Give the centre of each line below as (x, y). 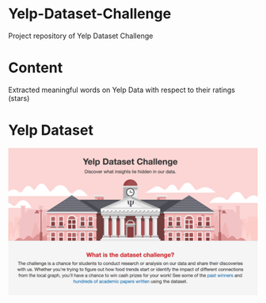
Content (36, 68)
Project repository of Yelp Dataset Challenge (81, 36)
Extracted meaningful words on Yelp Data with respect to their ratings (122, 90)
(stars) (19, 98)
